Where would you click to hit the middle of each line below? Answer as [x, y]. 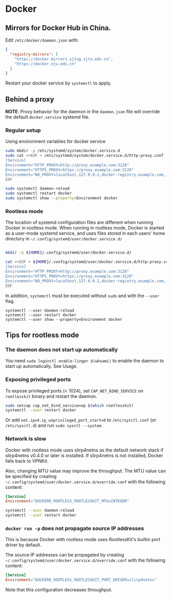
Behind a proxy [30, 99]
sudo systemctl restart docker [39, 193]
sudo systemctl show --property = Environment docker [61, 198]
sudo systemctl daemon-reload [38, 189]
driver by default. [24, 545]
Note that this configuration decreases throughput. [59, 590]
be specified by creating [31, 476]
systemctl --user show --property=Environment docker [64, 319]
